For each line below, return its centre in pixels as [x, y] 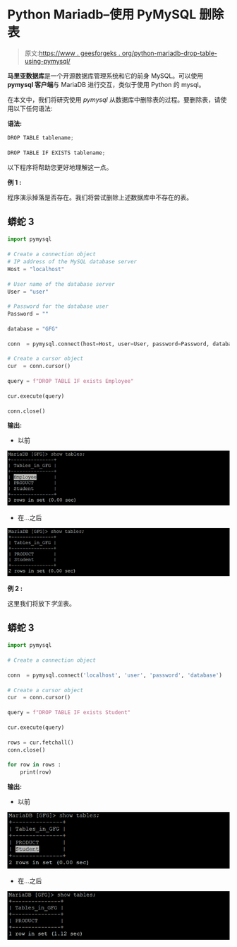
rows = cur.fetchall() [41, 742]
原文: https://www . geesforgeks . [72, 53]
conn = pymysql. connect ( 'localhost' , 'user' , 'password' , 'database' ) [115, 675]
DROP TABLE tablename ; [41, 138]
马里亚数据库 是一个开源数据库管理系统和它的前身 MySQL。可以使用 [105, 76]
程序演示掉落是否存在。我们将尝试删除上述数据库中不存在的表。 [100, 197]
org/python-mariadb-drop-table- [169, 53]
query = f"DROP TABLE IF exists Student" [69, 713]
